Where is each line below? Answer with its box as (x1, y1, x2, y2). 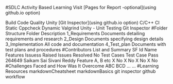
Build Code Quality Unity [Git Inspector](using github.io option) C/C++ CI (5, 20, 160, 25)
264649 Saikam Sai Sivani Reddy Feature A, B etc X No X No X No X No (5, 58, 158, 63)
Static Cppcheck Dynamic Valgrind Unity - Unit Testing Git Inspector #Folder (5, 25, 168, 31)
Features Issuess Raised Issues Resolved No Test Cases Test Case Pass (5, 52, 159, 58)
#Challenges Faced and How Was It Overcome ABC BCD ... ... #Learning (5, 63, 159, 69)
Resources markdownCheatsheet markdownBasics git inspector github (5, 68, 156, 74)
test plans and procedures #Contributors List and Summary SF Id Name (5, 47, 157, 52)
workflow (5, 74, 25, 79)
